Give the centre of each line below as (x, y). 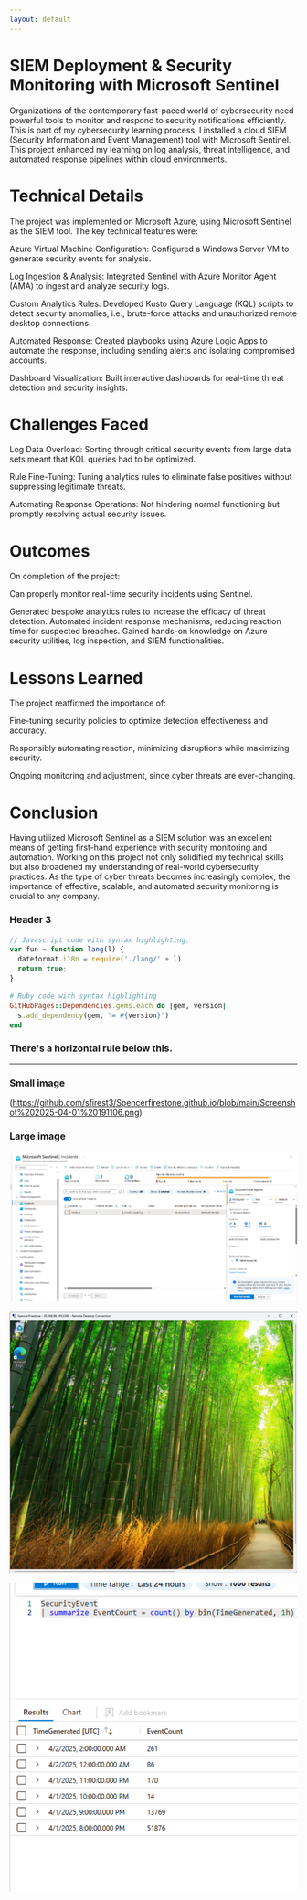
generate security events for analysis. (80, 258)
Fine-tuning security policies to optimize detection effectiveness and (138, 721)
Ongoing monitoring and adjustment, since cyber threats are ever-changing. (153, 776)
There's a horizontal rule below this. (91, 1048)
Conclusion (54, 812)
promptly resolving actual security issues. (88, 514)
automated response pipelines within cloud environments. (118, 159)
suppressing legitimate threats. (68, 487)
